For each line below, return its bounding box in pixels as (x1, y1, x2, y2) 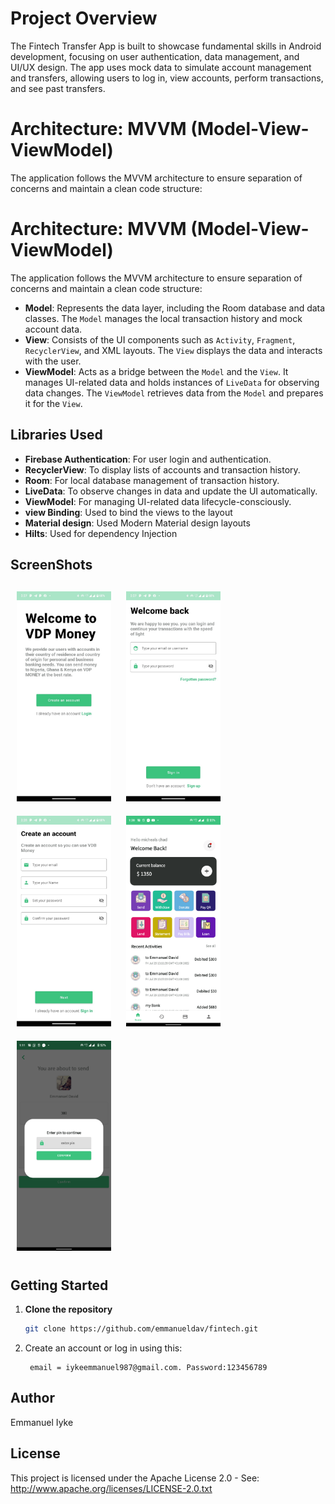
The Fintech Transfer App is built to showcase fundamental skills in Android (10, 40, 322, 52)
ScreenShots (10, 557, 93, 574)
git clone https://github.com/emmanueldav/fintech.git (24, 1324, 259, 1334)
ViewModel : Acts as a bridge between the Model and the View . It (24, 365, 289, 377)
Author (10, 1390, 55, 1407)
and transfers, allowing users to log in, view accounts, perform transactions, (10, 72, 324, 84)
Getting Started (10, 1277, 109, 1294)
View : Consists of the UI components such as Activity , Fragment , (24, 333, 296, 346)
